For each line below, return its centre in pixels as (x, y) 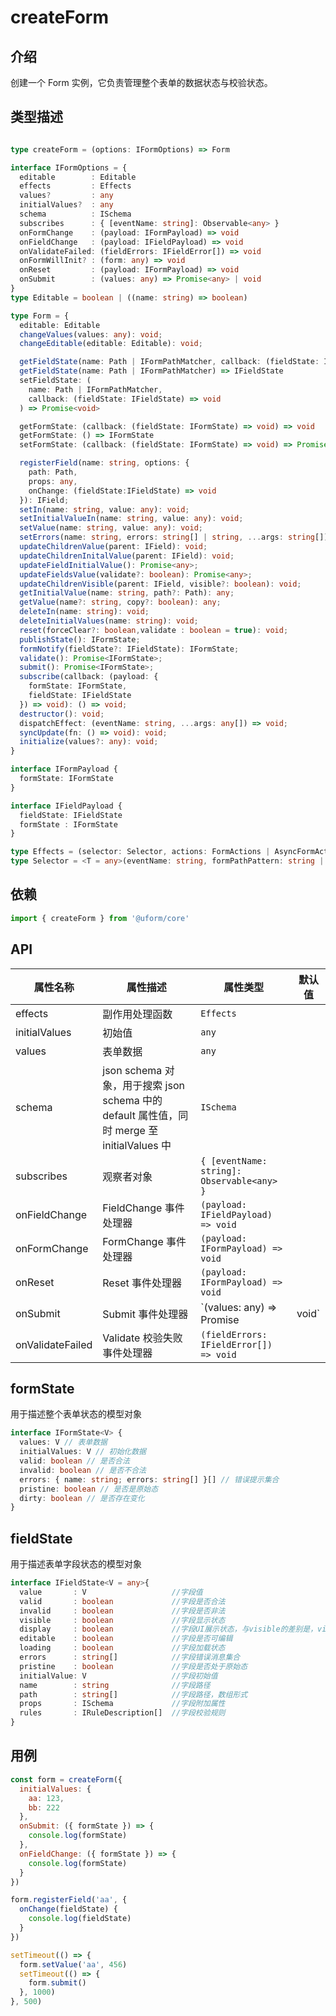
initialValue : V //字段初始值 (118, 1676)
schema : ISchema (75, 214)
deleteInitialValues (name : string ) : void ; (109, 621)
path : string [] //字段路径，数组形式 (133, 1694)
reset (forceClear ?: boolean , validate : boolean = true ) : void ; (154, 630)
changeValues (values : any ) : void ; (91, 334)
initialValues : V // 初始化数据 (83, 1452)
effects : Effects (75, 186)
